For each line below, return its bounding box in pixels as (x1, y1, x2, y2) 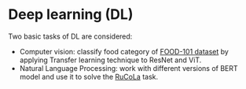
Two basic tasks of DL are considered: (8, 32, 133, 41)
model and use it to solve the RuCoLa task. (19, 72, 159, 81)
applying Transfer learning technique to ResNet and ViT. (19, 55, 202, 65)
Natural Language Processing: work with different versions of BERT (19, 63, 238, 72)
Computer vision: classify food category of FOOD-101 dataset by (19, 46, 229, 56)
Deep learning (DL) (8, 6, 134, 24)
